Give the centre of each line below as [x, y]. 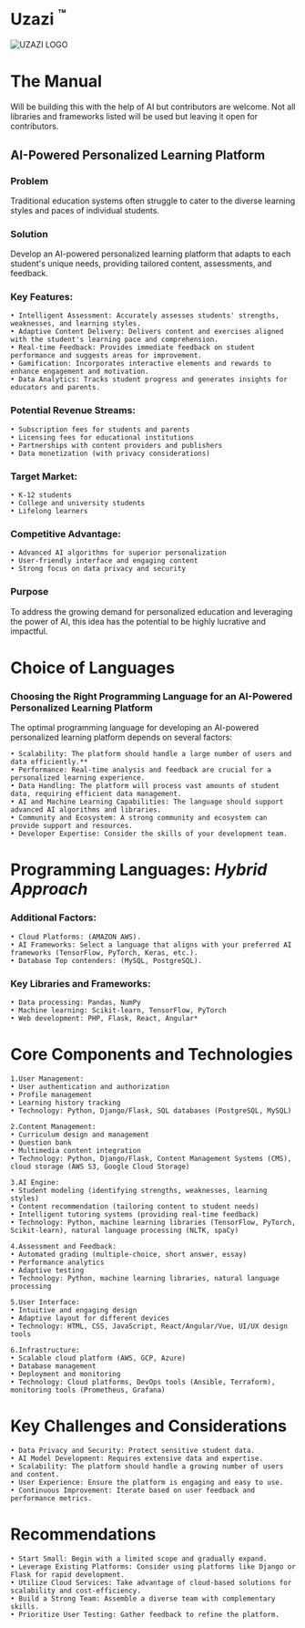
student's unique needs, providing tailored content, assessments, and [141, 264]
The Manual [56, 82]
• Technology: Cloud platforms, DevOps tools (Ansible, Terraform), [143, 1382]
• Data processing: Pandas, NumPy [76, 1002]
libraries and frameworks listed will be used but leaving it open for [134, 117]
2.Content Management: [53, 1126]
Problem [30, 181]
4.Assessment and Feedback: [64, 1246]
